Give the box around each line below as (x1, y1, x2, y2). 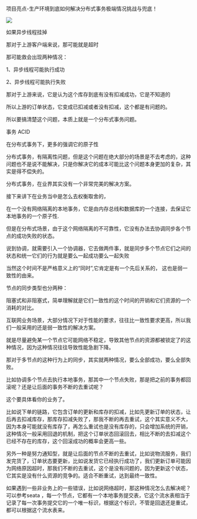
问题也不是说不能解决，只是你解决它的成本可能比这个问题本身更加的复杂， (6, 161, 186, 167)
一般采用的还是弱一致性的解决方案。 (11, 324, 98, 331)
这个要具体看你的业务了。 (6, 396, 68, 403)
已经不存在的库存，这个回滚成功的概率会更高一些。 (6, 437, 130, 445)
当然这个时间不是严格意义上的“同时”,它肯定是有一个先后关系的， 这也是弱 (6, 264, 183, 272)
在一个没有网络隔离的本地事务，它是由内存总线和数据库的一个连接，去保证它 (6, 205, 191, 212)
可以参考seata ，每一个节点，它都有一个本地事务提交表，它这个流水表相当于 (6, 492, 191, 498)
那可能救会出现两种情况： (6, 53, 68, 60)
